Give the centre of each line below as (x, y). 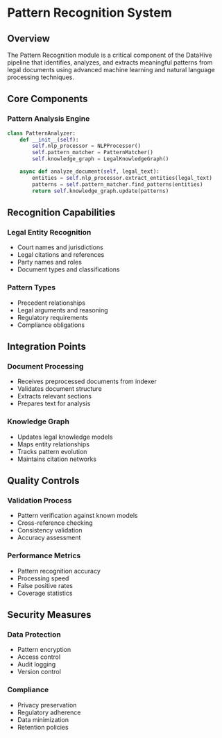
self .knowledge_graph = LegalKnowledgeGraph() (101, 159)
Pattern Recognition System (89, 13)
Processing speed (43, 578)
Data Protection (34, 635)
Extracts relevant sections (54, 396)
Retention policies (43, 727)
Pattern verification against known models (77, 516)
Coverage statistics (45, 593)
